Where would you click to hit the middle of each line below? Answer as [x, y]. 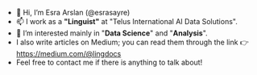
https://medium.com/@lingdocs [68, 54]
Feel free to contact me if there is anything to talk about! [109, 62]
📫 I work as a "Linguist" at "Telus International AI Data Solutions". [126, 21]
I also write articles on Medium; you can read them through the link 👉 [132, 42]
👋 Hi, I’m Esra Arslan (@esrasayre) [73, 12]
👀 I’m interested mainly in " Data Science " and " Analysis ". [112, 33]
